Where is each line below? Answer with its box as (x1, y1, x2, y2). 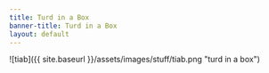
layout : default (9, 29, 69, 38)
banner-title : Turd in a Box (9, 21, 118, 30)
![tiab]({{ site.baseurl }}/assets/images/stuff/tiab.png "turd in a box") (9, 54, 261, 65)
